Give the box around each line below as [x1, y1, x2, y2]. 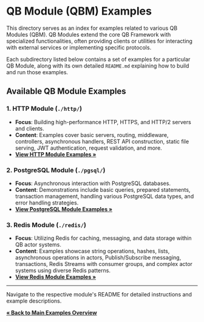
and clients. [15, 125, 44, 132]
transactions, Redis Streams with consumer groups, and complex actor [15, 261, 193, 268]
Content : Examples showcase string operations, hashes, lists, [15, 248, 170, 255]
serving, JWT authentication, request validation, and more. [15, 144, 162, 152]
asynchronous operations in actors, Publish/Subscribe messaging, [15, 254, 182, 261]
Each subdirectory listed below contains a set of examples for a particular [6, 55, 191, 63]
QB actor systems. [15, 241, 62, 248]
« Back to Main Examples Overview [6, 309, 97, 317]
